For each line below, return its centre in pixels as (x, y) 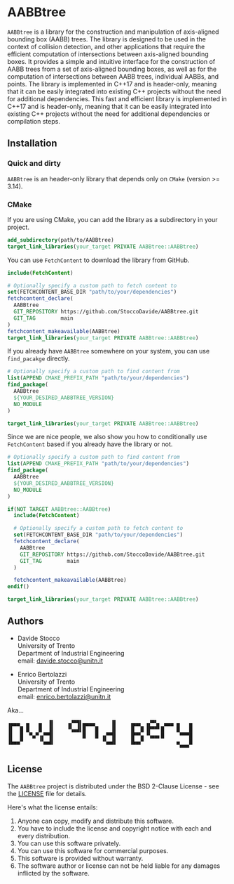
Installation (32, 144)
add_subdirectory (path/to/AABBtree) (61, 240)
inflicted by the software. (53, 873)
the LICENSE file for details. (47, 793)
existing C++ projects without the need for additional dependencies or (109, 114)
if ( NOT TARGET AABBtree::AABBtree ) (59, 509)
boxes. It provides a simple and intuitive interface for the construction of (111, 61)
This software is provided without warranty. (80, 858)
